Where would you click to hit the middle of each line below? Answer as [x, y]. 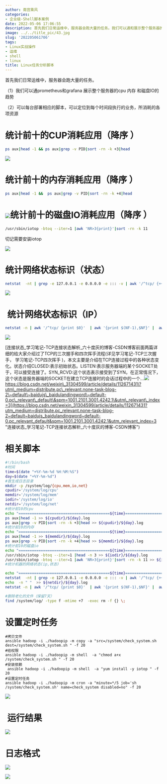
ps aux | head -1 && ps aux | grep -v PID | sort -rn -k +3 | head [68, 149]
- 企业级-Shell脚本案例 [27, 19]
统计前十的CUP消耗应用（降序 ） [72, 136]
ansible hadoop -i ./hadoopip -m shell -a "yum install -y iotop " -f [83, 669]
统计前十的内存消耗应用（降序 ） [72, 180]
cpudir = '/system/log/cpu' [32, 490]
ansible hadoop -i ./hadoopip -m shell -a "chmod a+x [63, 655]
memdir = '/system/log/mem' [32, 495]
